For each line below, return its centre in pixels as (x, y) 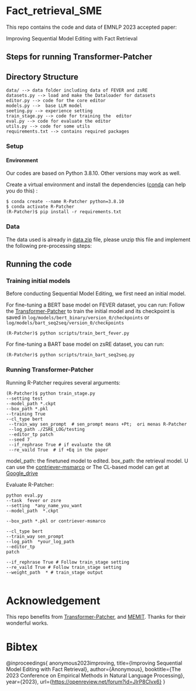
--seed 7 (19, 439)
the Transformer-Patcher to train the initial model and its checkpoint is (90, 311)
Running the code (39, 264)
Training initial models (38, 281)
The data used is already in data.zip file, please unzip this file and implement (98, 240)
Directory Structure (42, 77)
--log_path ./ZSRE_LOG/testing (47, 429)
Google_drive (22, 473)
